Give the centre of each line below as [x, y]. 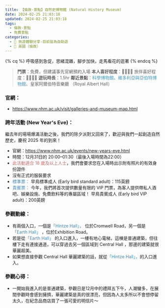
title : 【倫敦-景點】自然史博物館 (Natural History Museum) [63, 10]
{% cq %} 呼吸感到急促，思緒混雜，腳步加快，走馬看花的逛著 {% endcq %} [82, 61]
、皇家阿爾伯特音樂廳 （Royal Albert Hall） [69, 84]
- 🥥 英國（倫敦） [25, 46]
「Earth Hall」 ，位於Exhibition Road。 [51, 232]
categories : [17, 37]
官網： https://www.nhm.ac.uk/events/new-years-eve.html [71, 151]
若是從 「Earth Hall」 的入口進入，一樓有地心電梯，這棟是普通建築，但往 [85, 238]
